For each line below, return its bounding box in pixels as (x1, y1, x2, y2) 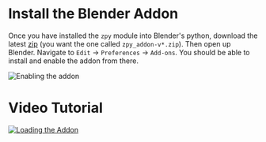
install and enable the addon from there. (8, 56, 139, 65)
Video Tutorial (8, 99, 103, 117)
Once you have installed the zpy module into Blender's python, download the (8, 31, 258, 40)
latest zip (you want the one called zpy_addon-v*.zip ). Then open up (8, 39, 231, 48)
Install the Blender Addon (8, 5, 179, 23)
